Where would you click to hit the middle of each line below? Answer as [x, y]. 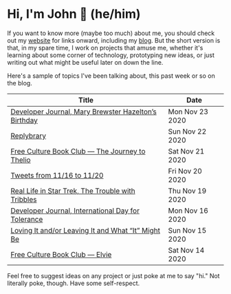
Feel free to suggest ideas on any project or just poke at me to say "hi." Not [113, 275]
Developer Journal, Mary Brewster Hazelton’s [84, 112]
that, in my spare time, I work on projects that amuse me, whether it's [105, 48]
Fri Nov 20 [185, 171]
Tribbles [24, 199]
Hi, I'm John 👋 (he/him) [74, 14]
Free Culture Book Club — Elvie [61, 254]
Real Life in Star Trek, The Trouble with [73, 191]
